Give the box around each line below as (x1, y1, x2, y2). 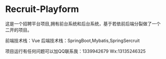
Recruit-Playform (5, 3, 79, 15)
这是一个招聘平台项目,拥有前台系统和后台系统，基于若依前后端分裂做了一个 (5, 20, 161, 26)
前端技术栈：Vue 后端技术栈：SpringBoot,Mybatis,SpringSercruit (5, 37, 140, 43)
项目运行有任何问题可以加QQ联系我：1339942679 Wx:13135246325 (5, 48, 146, 54)
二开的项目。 (5, 26, 32, 33)
